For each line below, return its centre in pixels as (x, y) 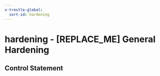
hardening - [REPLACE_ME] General (80, 39)
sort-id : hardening (29, 14)
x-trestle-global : (24, 10)
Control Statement (34, 68)
